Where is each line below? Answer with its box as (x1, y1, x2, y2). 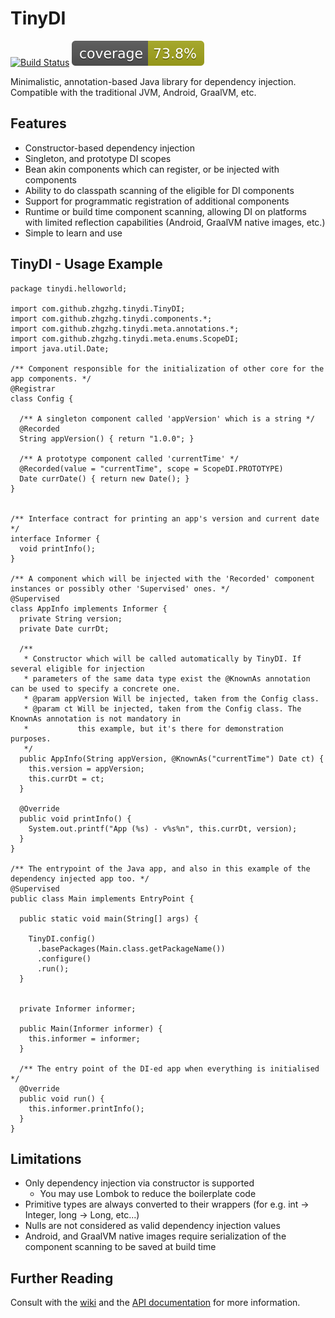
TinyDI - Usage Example (10, 256, 163, 273)
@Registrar (10, 383, 56, 394)
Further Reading (10, 1270, 114, 1287)
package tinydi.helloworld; (10, 283, 128, 294)
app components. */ (10, 373, 92, 384)
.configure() (36, 953, 92, 964)
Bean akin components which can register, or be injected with (24, 163, 280, 175)
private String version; (19, 613, 123, 624)
